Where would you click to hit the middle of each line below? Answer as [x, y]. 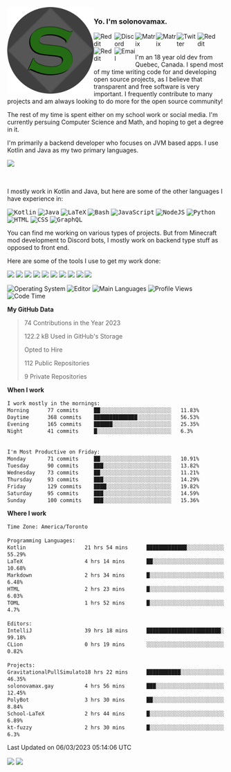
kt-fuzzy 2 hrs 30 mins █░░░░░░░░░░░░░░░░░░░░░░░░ [116, 728]
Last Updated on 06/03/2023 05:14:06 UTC [70, 748]
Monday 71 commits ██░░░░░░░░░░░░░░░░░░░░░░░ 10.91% [103, 459]
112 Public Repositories [57, 363]
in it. [13, 129]
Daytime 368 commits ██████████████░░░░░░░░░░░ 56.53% [103, 418]
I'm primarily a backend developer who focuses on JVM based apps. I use [113, 143]
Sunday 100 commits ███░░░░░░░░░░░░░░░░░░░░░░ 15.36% [103, 501]
